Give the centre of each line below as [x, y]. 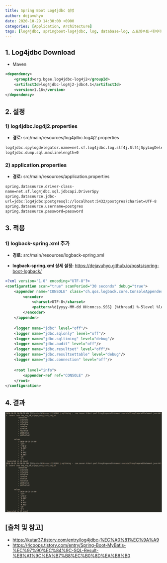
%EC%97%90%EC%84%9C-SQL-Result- [55, 550]
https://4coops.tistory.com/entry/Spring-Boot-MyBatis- [69, 545]
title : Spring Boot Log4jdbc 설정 [40, 10]
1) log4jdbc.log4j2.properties [42, 126]
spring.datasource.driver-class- [40, 187]
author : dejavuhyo [24, 16]
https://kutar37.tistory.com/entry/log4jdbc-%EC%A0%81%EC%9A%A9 [85, 540]
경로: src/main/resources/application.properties [61, 177]
